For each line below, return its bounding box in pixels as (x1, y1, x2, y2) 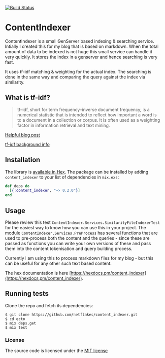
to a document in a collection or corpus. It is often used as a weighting (17, 117, 160, 123)
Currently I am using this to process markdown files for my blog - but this (5, 255, 154, 261)
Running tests (5, 289, 49, 298)
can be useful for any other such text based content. (5, 260, 112, 266)
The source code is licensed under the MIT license (5, 348, 108, 354)
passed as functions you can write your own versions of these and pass (5, 241, 151, 246)
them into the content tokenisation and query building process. (5, 246, 132, 251)
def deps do (5, 183, 30, 188)
